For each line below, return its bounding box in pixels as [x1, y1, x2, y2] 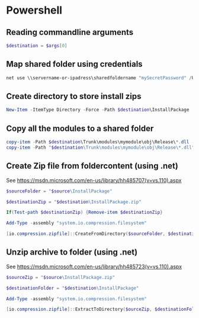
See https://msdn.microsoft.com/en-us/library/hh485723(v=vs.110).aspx [6, 263, 182, 270]
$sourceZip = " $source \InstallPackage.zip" [6, 274, 115, 280]
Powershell [6, 4, 63, 17]
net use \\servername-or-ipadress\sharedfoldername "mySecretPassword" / [6, 75, 192, 81]
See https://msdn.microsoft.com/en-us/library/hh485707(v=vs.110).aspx [6, 176, 182, 184]
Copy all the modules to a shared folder [6, 123, 154, 133]
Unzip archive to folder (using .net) [6, 247, 138, 258]
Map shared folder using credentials [6, 59, 143, 69]
